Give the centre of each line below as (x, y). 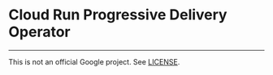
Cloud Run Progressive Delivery (118, 15)
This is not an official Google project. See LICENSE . (94, 61)
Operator (39, 32)
